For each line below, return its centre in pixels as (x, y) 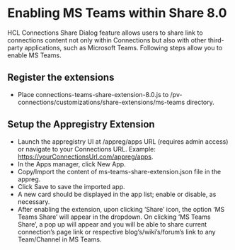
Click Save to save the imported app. (71, 186)
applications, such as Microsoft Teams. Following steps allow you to (124, 47)
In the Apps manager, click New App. (71, 164)
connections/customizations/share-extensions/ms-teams (101, 102)
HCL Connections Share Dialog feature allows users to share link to (105, 33)
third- (216, 40)
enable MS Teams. (34, 55)
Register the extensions (61, 78)
